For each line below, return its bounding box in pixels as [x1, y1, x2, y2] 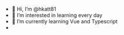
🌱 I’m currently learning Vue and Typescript [11, 18, 118, 24]
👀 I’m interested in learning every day [11, 12, 103, 19]
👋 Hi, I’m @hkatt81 [11, 6, 56, 12]
